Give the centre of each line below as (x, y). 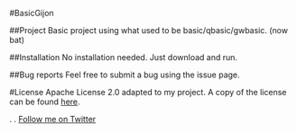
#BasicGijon (32, 13)
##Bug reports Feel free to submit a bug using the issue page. (125, 75)
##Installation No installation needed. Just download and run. (123, 57)
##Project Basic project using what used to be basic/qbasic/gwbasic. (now (149, 30)
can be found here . (45, 102)
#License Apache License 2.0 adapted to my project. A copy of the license (148, 92)
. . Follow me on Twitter (53, 119)
